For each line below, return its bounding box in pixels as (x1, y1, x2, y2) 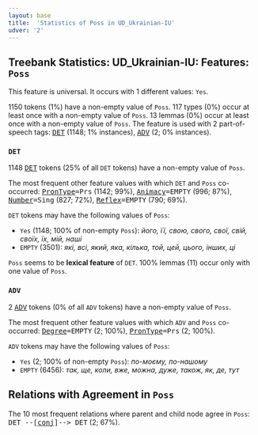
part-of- (218, 119, 245, 129)
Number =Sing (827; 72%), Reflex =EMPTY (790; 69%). (8, 195, 188, 205)
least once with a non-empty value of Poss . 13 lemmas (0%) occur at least (8, 111, 249, 120)
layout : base (8, 11, 51, 20)
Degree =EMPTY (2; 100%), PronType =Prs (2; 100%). (41, 326, 216, 335)
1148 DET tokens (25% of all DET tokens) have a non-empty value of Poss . (8, 163, 245, 172)
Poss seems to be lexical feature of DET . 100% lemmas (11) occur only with (8, 258, 251, 267)
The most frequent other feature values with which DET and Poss (8, 179, 217, 188)
